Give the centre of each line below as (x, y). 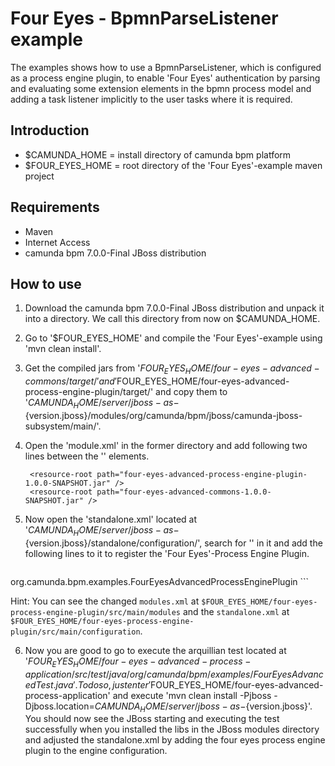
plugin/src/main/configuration (75, 632)
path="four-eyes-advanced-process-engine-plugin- (202, 474)
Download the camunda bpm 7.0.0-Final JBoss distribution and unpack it (174, 308)
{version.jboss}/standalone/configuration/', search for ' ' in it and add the (173, 543)
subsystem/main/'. (63, 426)
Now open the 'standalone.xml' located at (110, 519)
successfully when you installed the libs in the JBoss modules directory (172, 729)
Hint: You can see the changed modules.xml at (105, 601)
